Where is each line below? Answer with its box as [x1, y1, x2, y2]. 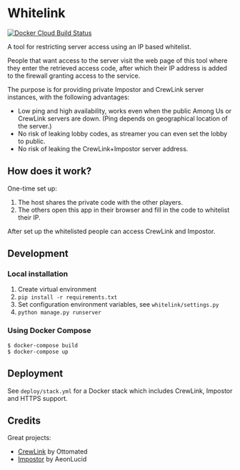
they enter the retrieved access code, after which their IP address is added [7, 63, 227, 72]
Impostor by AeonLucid [17, 455, 87, 464]
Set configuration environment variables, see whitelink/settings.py [17, 300, 219, 309]
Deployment [7, 367, 64, 379]
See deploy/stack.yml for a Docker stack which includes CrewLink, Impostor [7, 387, 233, 395]
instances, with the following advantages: [7, 93, 130, 101]
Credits [7, 414, 41, 426]
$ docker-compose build [7, 342, 79, 349]
